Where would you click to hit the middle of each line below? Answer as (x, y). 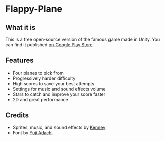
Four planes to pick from (38, 73)
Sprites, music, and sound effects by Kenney (59, 127)
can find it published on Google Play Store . (50, 45)
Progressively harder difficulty (44, 78)
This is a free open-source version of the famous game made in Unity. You (83, 39)
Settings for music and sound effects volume (59, 89)
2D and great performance (40, 99)
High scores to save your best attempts (53, 83)
